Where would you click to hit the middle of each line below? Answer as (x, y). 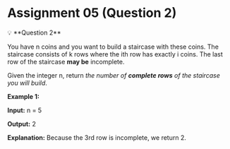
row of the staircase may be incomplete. (66, 61)
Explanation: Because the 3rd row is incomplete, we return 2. (97, 137)
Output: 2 (22, 124)
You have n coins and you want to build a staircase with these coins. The (113, 47)
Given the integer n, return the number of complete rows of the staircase (114, 75)
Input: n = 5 (25, 110)
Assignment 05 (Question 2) (92, 13)
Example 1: (24, 96)
